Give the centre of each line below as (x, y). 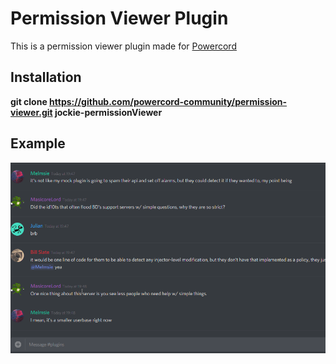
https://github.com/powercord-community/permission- (168, 101)
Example (38, 143)
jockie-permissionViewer (108, 112)
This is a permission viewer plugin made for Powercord (123, 46)
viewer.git (31, 112)
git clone (29, 101)
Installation (46, 77)
